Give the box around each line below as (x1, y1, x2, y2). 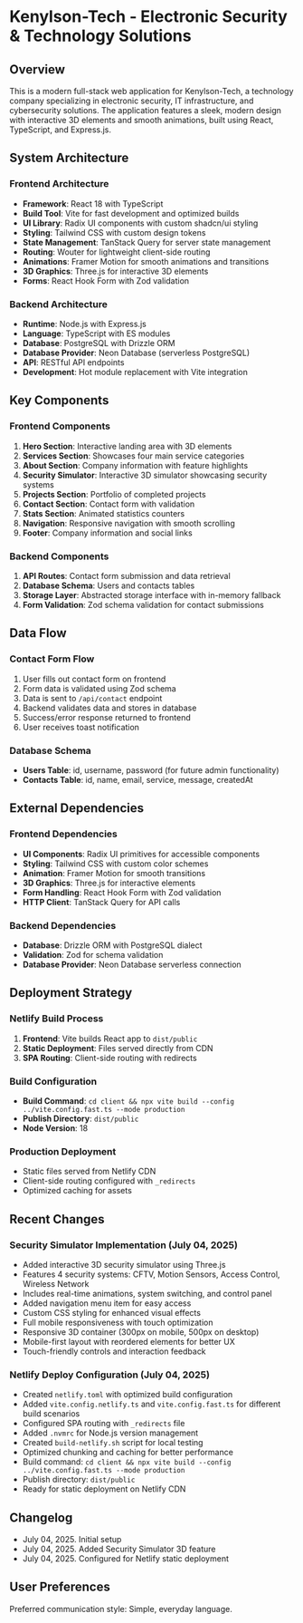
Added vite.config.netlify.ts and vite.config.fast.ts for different (22, 1398, 281, 1410)
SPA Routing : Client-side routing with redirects (22, 1052, 197, 1063)
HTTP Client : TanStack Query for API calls (22, 896, 181, 907)
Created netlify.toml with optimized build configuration (22, 1389, 233, 1400)
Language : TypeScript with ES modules (22, 328, 171, 339)
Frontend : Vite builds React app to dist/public (22, 1033, 198, 1044)
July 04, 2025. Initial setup (22, 1534, 122, 1545)
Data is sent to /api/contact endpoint (22, 692, 163, 703)
